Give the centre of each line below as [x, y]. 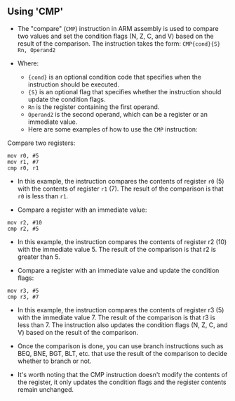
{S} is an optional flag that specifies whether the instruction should [125, 91]
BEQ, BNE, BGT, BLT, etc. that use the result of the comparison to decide [122, 353]
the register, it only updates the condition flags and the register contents [122, 382]
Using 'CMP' [35, 12]
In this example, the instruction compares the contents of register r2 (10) [122, 241]
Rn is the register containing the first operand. [94, 107]
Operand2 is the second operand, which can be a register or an [118, 114]
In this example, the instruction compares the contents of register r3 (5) [121, 310]
